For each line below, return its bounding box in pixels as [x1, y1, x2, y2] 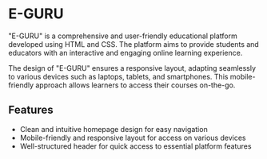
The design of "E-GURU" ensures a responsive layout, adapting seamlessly [8, 63, 257, 72]
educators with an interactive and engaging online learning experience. [8, 48, 243, 57]
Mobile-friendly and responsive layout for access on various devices [19, 133, 246, 142]
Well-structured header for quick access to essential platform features [19, 141, 252, 151]
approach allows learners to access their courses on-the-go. [35, 80, 236, 90]
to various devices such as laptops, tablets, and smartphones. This [8, 72, 229, 81]
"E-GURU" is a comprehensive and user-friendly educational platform [8, 31, 237, 41]
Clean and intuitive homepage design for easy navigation [19, 124, 208, 134]
